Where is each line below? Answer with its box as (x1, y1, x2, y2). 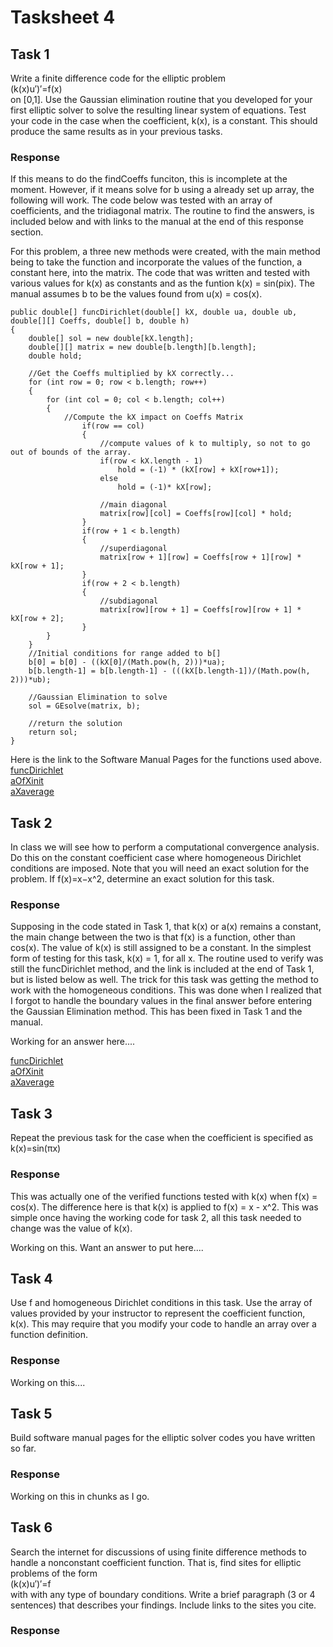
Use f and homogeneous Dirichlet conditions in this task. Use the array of (10, 1297, 313, 1309)
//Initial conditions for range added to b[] (28, 649, 222, 659)
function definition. (10, 1329, 88, 1341)
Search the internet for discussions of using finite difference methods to (10, 1546, 307, 1558)
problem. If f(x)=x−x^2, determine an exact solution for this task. (10, 873, 275, 885)
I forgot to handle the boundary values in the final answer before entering (10, 995, 313, 1007)
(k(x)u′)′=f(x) (10, 83, 63, 95)
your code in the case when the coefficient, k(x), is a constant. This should (10, 115, 318, 126)
